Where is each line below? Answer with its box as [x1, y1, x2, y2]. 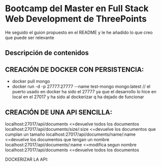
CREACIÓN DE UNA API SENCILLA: [5, 108, 112, 116]
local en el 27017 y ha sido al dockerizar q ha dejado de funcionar [12, 94, 144, 100]
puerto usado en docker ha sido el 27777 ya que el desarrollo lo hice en [12, 89, 157, 95]
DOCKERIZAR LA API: [5, 156, 48, 162]
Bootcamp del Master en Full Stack [5, 3, 149, 14]
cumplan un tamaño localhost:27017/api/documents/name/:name [5, 131, 136, 137]
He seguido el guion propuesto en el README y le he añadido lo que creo [5, 29, 153, 35]
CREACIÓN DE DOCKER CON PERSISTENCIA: [5, 65, 144, 74]
